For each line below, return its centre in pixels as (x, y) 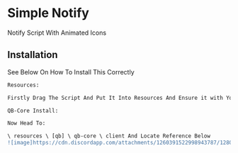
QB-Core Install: (33, 110)
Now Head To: (27, 123)
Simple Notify (49, 13)
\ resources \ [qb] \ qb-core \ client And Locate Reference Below (109, 136)
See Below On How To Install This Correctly (71, 72)
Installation (33, 55)
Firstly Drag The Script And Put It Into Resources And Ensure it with (115, 98)
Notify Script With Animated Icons (57, 33)
